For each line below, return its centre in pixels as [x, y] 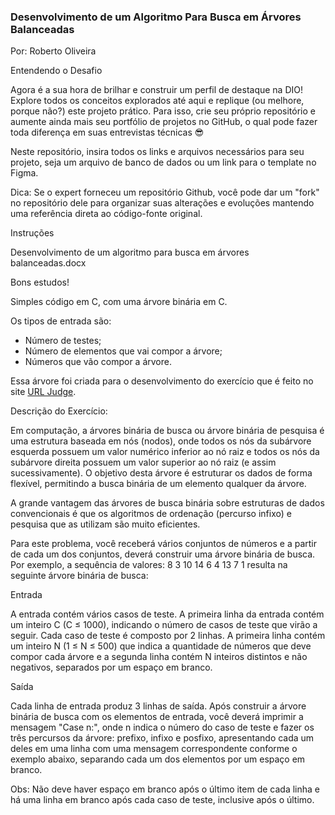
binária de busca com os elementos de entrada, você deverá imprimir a [157, 717]
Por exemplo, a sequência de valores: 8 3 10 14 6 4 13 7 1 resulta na [149, 565]
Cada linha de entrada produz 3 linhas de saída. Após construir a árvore [158, 706]
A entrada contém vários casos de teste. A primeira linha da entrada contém [167, 614]
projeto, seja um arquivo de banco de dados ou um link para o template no [163, 162]
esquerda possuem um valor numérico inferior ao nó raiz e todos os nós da [165, 452]
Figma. [24, 173]
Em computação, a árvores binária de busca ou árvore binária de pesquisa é [167, 431]
